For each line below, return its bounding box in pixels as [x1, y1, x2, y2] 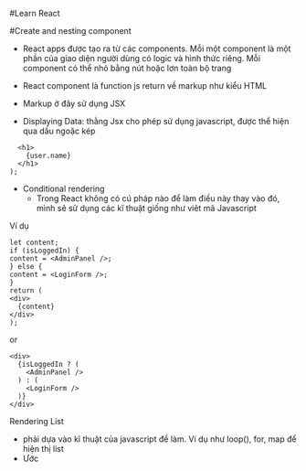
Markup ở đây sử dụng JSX [22, 98, 126, 109]
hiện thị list [22, 444, 64, 454]
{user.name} [26, 151, 71, 160]
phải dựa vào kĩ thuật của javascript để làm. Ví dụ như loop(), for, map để [22, 434, 297, 444]
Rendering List [9, 416, 64, 426]
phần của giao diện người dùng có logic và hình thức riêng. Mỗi [22, 53, 261, 63]
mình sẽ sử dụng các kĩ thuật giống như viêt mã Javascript [36, 203, 258, 213]
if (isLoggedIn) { [9, 246, 79, 255]
